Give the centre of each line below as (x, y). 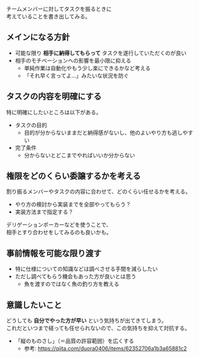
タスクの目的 (31, 125)
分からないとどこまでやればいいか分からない (80, 155)
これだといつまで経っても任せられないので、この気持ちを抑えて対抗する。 (98, 328)
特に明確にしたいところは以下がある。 (54, 112)
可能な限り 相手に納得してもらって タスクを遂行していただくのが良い (101, 53)
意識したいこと (34, 305)
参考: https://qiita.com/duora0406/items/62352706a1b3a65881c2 (105, 348)
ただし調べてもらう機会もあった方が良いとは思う (76, 276)
